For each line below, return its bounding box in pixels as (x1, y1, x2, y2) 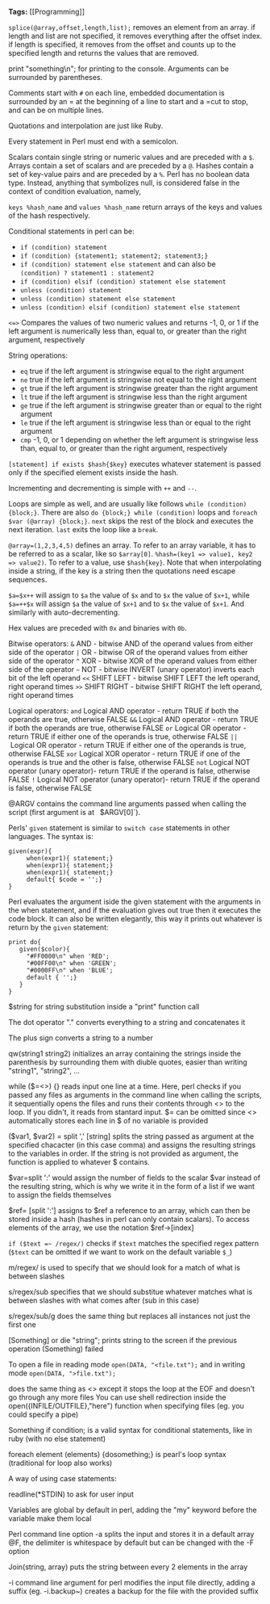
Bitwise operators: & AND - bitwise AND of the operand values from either (8, 639, 254, 649)
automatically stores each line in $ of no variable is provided (8, 1116, 209, 1125)
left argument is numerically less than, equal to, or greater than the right (8, 326, 247, 336)
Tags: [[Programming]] (8, 7, 85, 16)
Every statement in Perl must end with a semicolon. (8, 136, 179, 146)
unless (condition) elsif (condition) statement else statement (19, 304, 241, 312)
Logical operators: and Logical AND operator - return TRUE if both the (8, 706, 239, 716)
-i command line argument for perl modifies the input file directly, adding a (8, 1578, 255, 1587)
